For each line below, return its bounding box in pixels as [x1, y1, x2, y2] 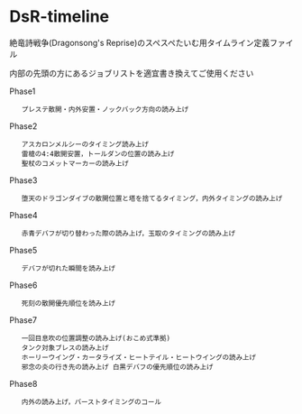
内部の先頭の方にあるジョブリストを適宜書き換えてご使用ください [9, 68, 254, 78]
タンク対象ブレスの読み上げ [21, 343, 110, 353]
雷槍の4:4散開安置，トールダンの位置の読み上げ [21, 149, 175, 159]
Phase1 [9, 86, 36, 97]
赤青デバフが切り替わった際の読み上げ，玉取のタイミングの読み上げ [21, 228, 236, 238]
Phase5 [9, 244, 38, 255]
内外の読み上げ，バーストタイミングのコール [21, 397, 162, 407]
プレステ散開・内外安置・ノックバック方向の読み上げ [21, 105, 189, 114]
